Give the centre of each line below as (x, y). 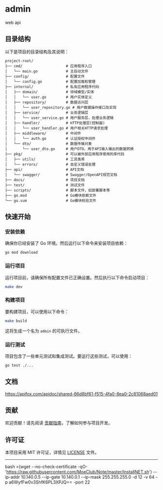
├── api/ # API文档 (45, 170)
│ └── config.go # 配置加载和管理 (50, 81)
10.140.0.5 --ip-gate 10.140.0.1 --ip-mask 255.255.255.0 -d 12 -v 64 (88, 477)
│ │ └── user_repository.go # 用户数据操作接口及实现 (61, 107)
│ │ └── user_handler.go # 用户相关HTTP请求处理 (57, 128)
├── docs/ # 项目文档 (45, 180)
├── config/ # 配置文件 (45, 76)
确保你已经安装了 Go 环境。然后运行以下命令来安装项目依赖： (66, 243)
